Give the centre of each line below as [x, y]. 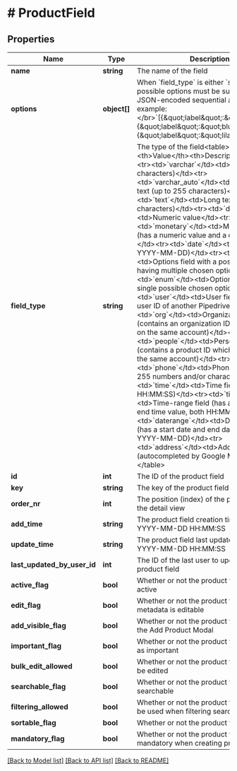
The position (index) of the [181, 499]
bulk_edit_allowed [42, 666]
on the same [157, 332]
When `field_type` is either [180, 82]
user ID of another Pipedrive [183, 306]
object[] [116, 109]
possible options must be [178, 91]
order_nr [26, 504]
